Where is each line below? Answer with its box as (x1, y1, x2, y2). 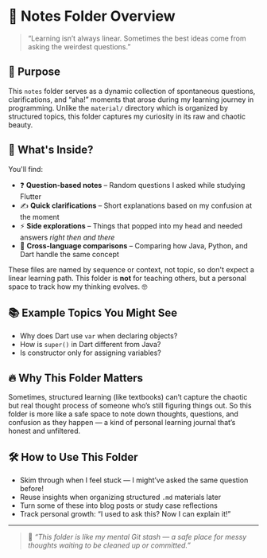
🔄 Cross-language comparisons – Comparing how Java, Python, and (19, 240, 248, 250)
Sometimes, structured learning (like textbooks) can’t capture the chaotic (8, 392, 248, 402)
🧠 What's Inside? (8, 143, 94, 157)
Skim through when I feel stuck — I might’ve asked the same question (19, 475, 249, 485)
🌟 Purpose (8, 65, 61, 79)
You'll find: (8, 164, 44, 174)
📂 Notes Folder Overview (8, 7, 176, 25)
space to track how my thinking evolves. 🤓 (8, 282, 148, 291)
